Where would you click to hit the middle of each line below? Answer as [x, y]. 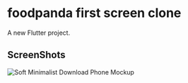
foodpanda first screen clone [94, 13]
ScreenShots [36, 55]
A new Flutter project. [39, 33]
